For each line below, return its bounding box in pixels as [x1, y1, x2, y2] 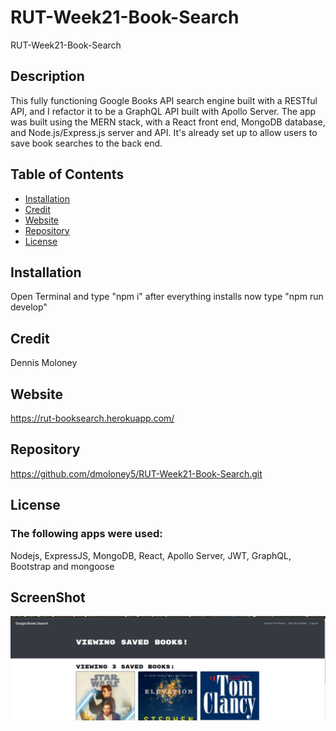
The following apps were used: [10, 527, 163, 541]
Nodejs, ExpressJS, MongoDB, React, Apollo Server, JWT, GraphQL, [10, 549, 292, 561]
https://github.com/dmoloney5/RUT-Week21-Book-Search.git [10, 467, 263, 480]
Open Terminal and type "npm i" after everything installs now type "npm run [10, 291, 324, 303]
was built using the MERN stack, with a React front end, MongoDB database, [10, 116, 326, 128]
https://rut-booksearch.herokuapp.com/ [10, 412, 175, 424]
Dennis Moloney [10, 357, 78, 369]
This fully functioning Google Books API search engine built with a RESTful [10, 94, 318, 106]
